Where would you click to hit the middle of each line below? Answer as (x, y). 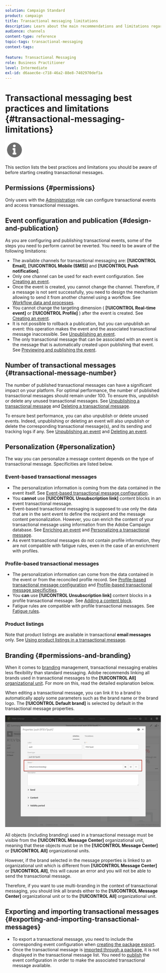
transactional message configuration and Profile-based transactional (82, 585)
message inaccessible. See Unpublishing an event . (64, 334)
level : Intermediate (26, 68)
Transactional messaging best (69, 98)
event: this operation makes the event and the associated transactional (84, 328)
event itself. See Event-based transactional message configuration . (81, 493)
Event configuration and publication (62, 221)
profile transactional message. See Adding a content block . (72, 601)
